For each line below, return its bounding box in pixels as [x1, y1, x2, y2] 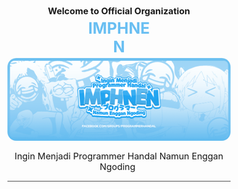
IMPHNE [88, 18, 150, 38]
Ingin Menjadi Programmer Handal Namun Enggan [14, 150, 224, 162]
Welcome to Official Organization [47, 6, 191, 17]
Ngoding [99, 161, 136, 173]
